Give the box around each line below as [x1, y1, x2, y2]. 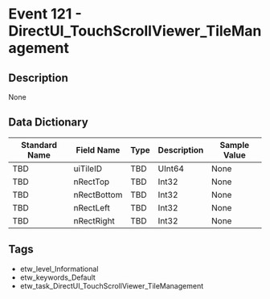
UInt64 [157, 162, 185, 174]
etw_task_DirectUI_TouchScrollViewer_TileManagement [19, 281, 203, 290]
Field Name [76, 144, 121, 155]
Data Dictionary [8, 116, 88, 129]
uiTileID [73, 162, 103, 174]
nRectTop [73, 176, 110, 187]
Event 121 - [8, 5, 82, 23]
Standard [21, 139, 58, 150]
